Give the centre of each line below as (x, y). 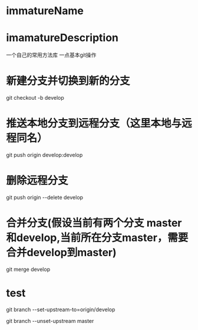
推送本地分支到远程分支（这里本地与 (94, 124)
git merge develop (28, 269)
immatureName (45, 11)
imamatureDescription (62, 38)
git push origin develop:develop (44, 155)
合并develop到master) (61, 253)
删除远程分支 (37, 181)
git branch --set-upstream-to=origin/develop (61, 309)
